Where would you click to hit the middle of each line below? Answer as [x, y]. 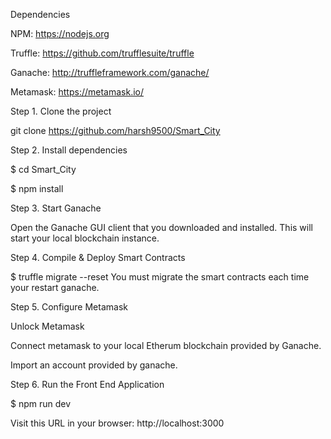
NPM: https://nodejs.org [60, 33]
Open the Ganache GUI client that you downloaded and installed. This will [161, 227]
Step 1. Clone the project [61, 111]
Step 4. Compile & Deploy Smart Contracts [98, 257]
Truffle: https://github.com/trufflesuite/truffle [102, 53]
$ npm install [37, 188]
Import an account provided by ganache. [94, 365]
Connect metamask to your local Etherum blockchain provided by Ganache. [166, 345]
